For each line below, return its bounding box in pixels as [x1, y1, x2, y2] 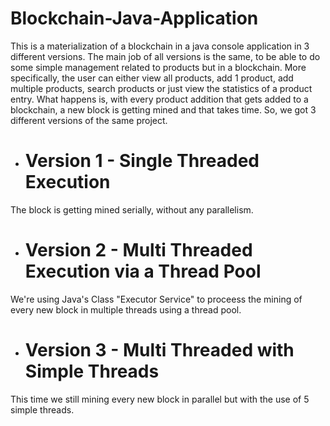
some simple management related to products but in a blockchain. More [10, 61, 307, 73]
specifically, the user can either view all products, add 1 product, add [10, 72, 294, 84]
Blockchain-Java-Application [10, 7, 259, 30]
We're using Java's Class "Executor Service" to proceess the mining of [10, 293, 303, 305]
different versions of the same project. [10, 114, 168, 126]
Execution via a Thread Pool [24, 260, 262, 283]
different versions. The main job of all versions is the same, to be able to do [10, 50, 321, 62]
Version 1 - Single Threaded [24, 150, 260, 172]
